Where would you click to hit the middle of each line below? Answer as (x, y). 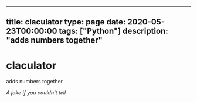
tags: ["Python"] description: (113, 31)
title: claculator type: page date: (66, 22)
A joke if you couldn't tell (36, 93)
